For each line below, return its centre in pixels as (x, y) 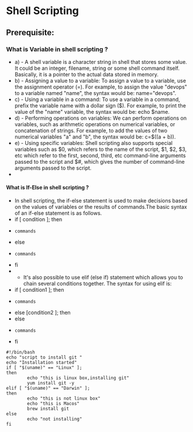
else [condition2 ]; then (43, 313)
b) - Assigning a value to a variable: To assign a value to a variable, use (100, 80)
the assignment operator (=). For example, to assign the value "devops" (101, 87)
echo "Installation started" (42, 363)
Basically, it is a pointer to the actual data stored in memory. (87, 74)
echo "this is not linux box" (64, 399)
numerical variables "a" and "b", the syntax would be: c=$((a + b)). (95, 137)
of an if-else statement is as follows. (58, 213)
